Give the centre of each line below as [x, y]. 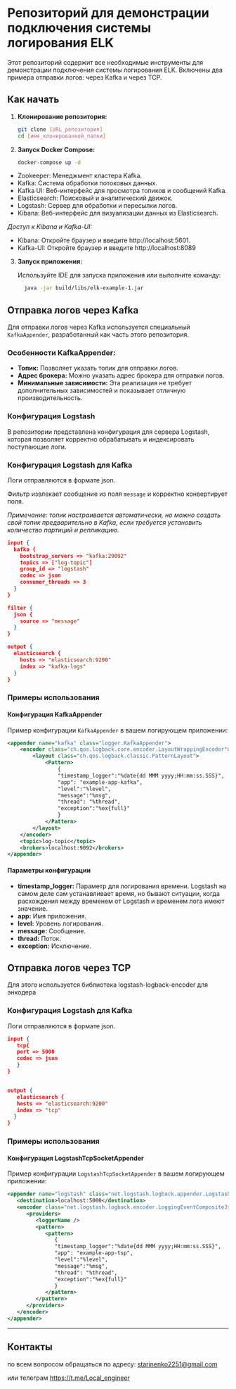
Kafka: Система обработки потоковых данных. [87, 183]
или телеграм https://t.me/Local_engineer [68, 1378]
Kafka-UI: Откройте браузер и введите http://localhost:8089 [107, 248]
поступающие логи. [37, 447]
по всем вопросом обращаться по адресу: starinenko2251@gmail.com [112, 1364]
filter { [20, 608]
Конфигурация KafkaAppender [55, 714]
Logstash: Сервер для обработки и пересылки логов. [97, 206]
